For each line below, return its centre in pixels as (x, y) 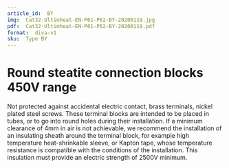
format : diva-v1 (32, 33)
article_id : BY (30, 13)
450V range (42, 87)
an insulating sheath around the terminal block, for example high (98, 136)
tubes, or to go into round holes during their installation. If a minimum (105, 121)
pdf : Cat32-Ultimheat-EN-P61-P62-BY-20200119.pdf (81, 26)
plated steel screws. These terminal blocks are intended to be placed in (108, 114)
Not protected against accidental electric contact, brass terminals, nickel (110, 106)
